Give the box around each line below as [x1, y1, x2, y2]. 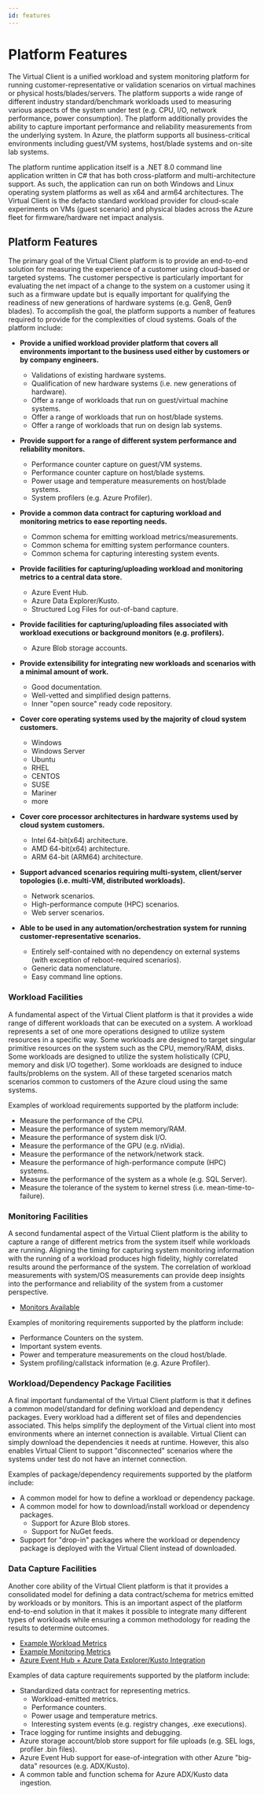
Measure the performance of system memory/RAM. [19, 1124, 187, 1134]
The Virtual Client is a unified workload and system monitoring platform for [8, 72, 250, 81]
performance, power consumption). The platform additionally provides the [8, 114, 248, 123]
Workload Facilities [8, 992, 83, 1003]
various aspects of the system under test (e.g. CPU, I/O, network [8, 105, 218, 114]
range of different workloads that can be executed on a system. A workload [8, 1018, 253, 1027]
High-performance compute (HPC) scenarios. [31, 899, 180, 909]
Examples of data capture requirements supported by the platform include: [8, 1670, 250, 1680]
